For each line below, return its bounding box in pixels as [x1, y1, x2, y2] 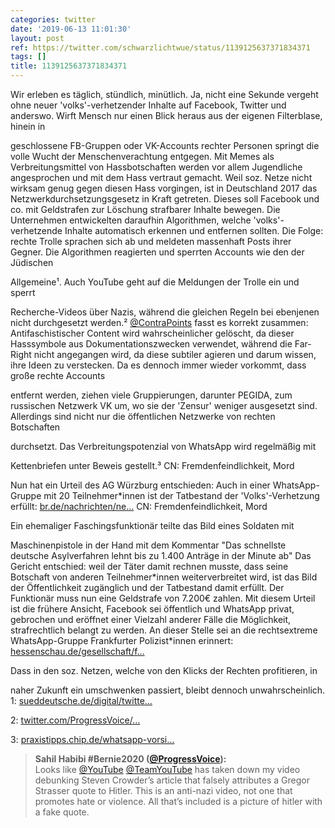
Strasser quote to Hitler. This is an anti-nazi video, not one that [34, 785, 293, 796]
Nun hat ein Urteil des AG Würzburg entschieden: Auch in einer [10, 479, 271, 491]
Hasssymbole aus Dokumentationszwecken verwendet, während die [10, 338, 293, 350]
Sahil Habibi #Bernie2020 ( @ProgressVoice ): [34, 753, 227, 765]
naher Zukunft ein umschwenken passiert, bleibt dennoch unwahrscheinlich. [10, 684, 326, 696]
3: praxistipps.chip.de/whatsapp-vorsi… [10, 734, 175, 745]
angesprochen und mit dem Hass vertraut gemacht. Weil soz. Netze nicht [10, 172, 313, 183]
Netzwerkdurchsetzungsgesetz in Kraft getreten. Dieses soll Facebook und [10, 193, 320, 205]
